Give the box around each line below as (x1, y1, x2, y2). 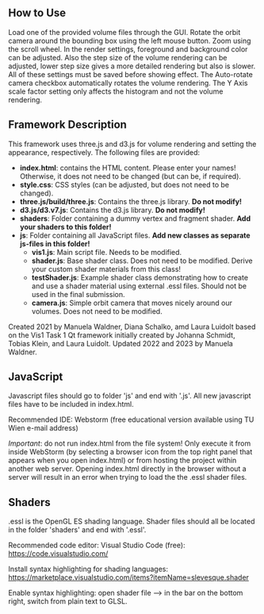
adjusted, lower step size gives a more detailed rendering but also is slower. (8, 61, 256, 71)
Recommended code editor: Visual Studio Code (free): (8, 540, 186, 550)
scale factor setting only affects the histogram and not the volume (8, 87, 224, 96)
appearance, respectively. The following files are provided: (8, 147, 201, 157)
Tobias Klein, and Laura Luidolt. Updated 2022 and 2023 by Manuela (8, 338, 234, 348)
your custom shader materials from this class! (31, 264, 181, 273)
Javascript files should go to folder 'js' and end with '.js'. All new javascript (8, 391, 251, 400)
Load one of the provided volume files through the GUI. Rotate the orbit (8, 27, 241, 37)
